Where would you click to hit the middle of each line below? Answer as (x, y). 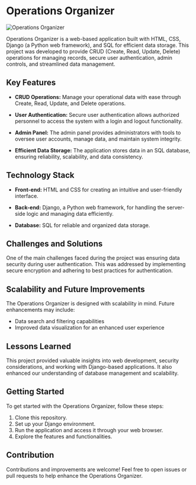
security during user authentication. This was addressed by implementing (96, 264)
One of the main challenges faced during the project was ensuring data (93, 258)
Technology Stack (40, 175)
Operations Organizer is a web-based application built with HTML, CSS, (94, 39)
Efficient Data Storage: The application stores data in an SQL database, (102, 150)
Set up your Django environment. (55, 424)
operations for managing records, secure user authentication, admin (89, 58)
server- (176, 207)
